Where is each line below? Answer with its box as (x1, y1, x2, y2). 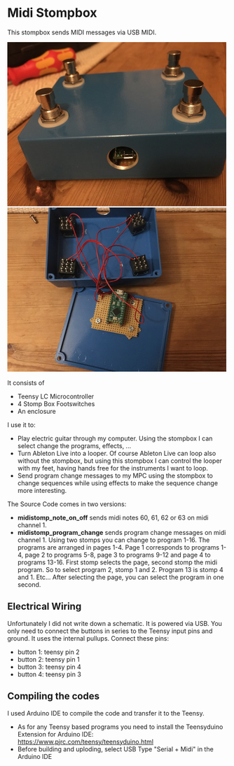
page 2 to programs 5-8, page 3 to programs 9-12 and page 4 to (25, 550, 212, 559)
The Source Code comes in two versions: (7, 499, 127, 508)
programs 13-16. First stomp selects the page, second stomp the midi (17, 558, 218, 566)
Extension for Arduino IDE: (17, 730, 94, 738)
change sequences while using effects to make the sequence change (17, 478, 219, 487)
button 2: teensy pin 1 (17, 655, 80, 663)
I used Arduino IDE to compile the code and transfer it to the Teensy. (7, 709, 205, 717)
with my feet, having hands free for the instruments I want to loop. (17, 464, 209, 472)
